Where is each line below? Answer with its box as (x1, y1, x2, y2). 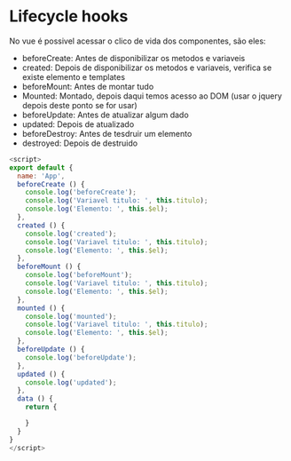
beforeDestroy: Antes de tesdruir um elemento (21, 128, 193, 139)
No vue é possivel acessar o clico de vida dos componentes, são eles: (9, 36, 266, 46)
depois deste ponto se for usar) (21, 99, 138, 110)
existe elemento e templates (21, 71, 126, 82)
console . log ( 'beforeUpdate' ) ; (25, 353, 138, 362)
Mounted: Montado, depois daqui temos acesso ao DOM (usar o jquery (21, 91, 282, 101)
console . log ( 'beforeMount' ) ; (25, 271, 133, 280)
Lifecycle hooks (9, 6, 129, 27)
